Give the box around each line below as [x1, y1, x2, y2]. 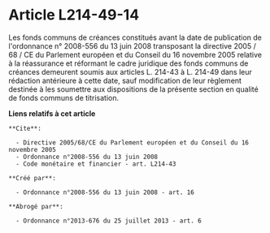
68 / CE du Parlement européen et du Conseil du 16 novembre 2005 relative [8, 50, 263, 59]
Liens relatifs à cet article [8, 108, 96, 119]
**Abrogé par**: [8, 202, 63, 210]
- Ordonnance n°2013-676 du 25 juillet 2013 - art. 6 [15, 217, 202, 225]
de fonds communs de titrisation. [8, 93, 120, 102]
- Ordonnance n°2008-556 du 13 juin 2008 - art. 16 [15, 188, 195, 196]
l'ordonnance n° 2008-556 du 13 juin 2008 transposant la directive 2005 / [8, 41, 256, 50]
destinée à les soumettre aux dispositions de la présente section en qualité [8, 84, 259, 94]
